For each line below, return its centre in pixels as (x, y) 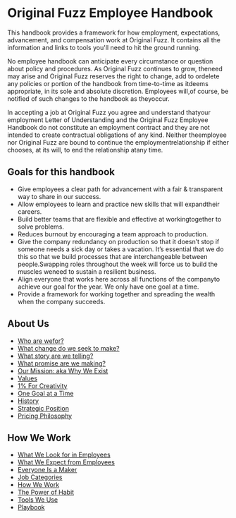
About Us (28, 324)
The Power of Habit (46, 493)
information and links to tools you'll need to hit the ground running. (104, 47)
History (28, 401)
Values (27, 378)
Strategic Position (43, 408)
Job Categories (40, 477)
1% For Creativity (42, 385)
